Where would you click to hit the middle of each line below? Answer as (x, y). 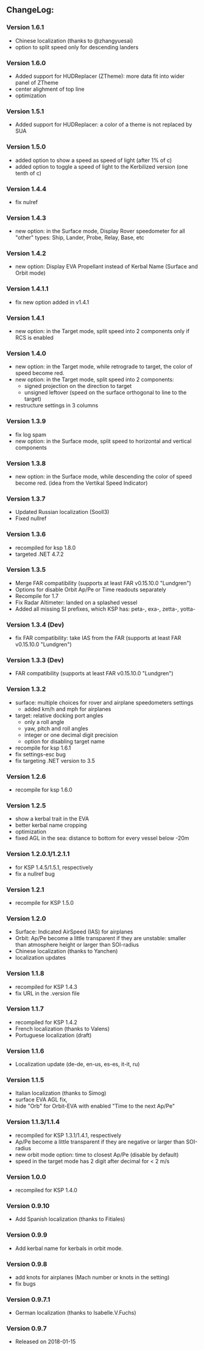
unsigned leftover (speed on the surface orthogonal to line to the (105, 393)
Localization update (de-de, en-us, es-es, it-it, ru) (77, 1064)
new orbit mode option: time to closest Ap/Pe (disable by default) (97, 1155)
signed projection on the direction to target (78, 386)
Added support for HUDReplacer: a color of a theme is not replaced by (104, 125)
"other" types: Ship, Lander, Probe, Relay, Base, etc (79, 237)
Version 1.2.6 (26, 776)
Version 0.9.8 (27, 1264)
